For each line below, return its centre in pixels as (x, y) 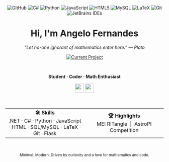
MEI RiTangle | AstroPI (124, 124)
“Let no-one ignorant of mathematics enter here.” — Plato (84, 47)
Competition (124, 130)
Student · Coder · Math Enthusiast (84, 76)
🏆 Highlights (124, 116)
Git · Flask (45, 133)
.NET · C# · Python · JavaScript (45, 121)
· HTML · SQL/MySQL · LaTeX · (45, 127)
